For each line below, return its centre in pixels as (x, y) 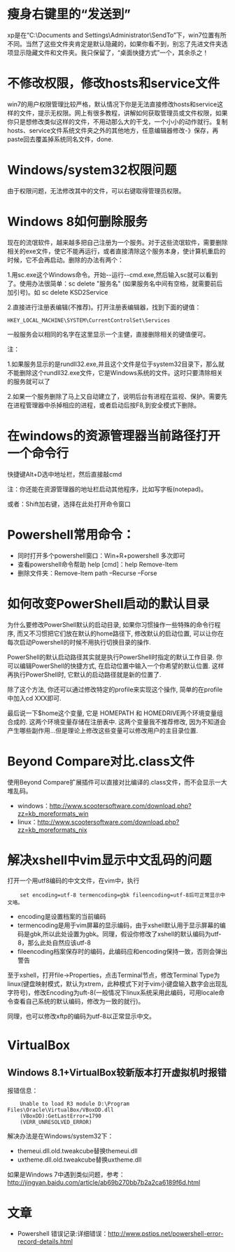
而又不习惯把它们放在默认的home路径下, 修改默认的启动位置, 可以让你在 (120, 633)
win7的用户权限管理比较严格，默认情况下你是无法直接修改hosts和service (112, 104)
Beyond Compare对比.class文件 (101, 761)
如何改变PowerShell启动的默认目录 (108, 604)
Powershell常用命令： (71, 534)
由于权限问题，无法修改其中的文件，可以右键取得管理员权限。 (96, 190)
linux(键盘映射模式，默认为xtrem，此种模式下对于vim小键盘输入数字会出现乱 (117, 984)
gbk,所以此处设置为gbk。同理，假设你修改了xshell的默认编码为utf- (126, 934)
